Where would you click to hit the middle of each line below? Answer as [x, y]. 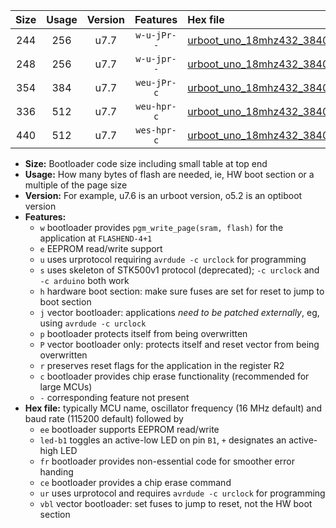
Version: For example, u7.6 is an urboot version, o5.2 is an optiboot [163, 195]
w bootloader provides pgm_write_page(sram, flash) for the [161, 227]
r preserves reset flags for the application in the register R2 [162, 365]
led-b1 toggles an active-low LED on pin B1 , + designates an [163, 440]
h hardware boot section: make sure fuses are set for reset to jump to [182, 291]
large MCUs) [66, 387]
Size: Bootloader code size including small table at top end [146, 163]
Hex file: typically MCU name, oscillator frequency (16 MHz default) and [173, 408]
